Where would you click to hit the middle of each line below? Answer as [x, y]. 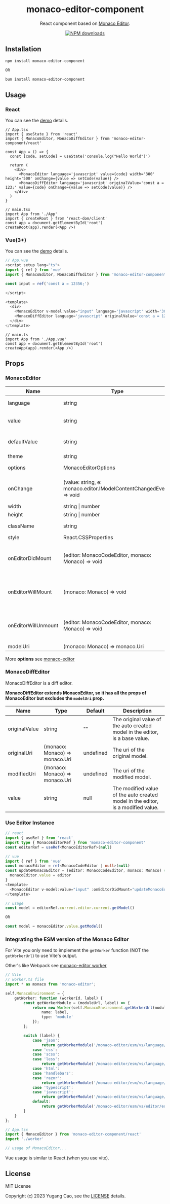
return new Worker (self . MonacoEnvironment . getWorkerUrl [92, 1008]
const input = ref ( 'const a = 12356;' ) [47, 284]
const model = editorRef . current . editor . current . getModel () [70, 908]
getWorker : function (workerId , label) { [58, 998]
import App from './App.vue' [36, 339]
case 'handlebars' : [53, 1073]
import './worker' [25, 1139]
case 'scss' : [46, 1054]
